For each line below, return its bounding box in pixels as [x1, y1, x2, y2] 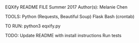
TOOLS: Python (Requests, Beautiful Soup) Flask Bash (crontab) [5, 14, 135, 19]
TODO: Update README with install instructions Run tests [5, 33, 122, 38]
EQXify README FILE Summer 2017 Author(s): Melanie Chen [5, 4, 128, 10]
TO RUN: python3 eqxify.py [5, 23, 61, 29]
